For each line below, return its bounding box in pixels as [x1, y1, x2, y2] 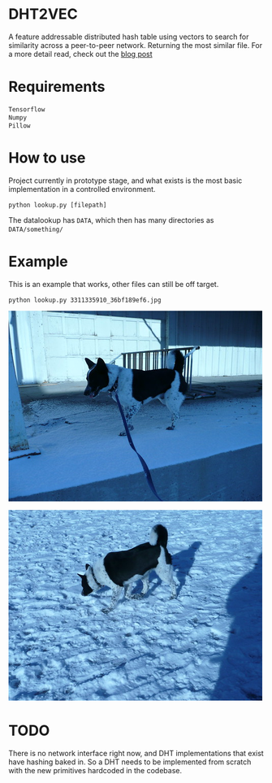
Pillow [8, 121, 31, 130]
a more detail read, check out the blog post [8, 49, 153, 59]
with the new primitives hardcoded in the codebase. [8, 765, 183, 775]
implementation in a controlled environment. [8, 184, 156, 194]
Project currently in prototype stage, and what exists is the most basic [8, 176, 243, 185]
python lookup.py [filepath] [8, 201, 107, 209]
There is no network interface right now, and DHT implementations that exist [8, 748, 264, 758]
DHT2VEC [8, 5, 79, 24]
